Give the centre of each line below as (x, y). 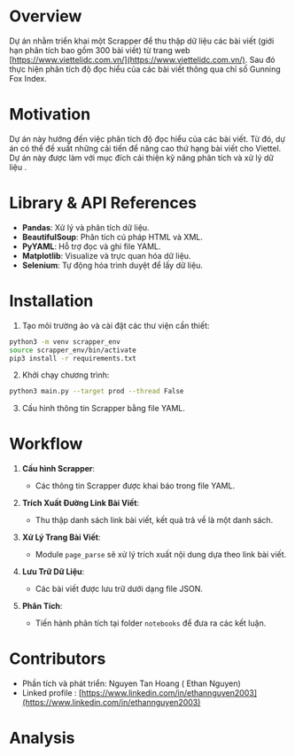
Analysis (42, 738)
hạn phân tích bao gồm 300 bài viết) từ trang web (100, 50)
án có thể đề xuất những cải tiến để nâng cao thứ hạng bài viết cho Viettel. (145, 148)
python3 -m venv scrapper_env (65, 342)
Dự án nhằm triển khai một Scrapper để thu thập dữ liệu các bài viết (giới (142, 41)
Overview (46, 16)
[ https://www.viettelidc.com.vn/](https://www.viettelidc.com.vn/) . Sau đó (142, 59)
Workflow (46, 444)
